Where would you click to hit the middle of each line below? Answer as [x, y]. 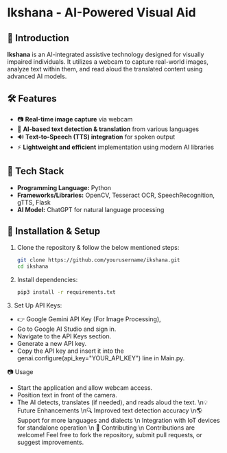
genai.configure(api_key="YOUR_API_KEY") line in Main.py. [101, 358]
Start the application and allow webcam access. [85, 388]
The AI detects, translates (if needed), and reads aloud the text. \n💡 [112, 402]
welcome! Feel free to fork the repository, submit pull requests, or [109, 435]
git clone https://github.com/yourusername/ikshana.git [98, 260]
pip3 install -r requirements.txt [66, 292]
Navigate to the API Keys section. [64, 336]
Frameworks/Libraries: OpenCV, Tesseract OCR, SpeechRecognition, [116, 195]
